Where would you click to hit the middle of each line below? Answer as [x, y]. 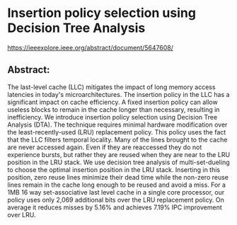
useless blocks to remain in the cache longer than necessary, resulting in [114, 109]
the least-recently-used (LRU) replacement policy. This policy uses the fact [117, 132]
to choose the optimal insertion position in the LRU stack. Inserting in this [114, 169]
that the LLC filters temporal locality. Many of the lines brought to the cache [117, 139]
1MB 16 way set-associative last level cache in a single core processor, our [116, 192]
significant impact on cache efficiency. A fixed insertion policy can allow [112, 102]
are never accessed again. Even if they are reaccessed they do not [105, 147]
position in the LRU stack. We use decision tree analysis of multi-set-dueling [118, 162]
